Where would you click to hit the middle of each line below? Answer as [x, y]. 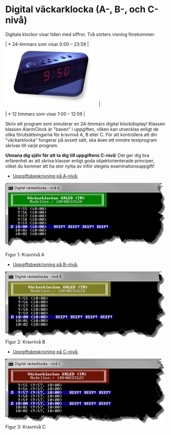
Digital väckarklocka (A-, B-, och [76, 9]
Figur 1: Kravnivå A [25, 255]
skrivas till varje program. [32, 145]
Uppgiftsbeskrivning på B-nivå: [45, 265]
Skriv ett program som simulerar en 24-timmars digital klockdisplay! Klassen [85, 124]
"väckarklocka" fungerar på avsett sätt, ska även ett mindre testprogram [81, 140]
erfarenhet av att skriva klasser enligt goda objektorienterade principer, [80, 160]
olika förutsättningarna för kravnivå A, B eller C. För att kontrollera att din [81, 134]
